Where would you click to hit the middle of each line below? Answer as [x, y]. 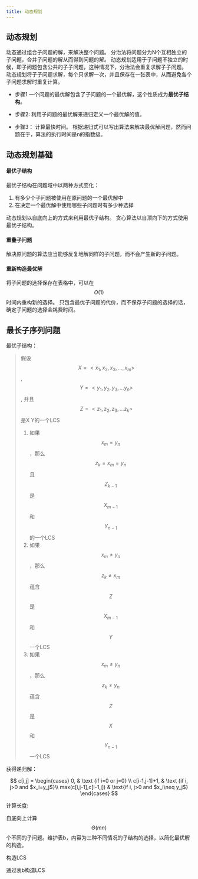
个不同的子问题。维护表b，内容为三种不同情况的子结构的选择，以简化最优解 [98, 838]
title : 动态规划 [24, 12]
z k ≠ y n [111, 685]
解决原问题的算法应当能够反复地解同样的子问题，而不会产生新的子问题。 [94, 254]
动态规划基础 [29, 155]
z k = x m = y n [111, 464]
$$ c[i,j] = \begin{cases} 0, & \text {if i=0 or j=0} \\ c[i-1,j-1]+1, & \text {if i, [99, 781]
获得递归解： [22, 769]
